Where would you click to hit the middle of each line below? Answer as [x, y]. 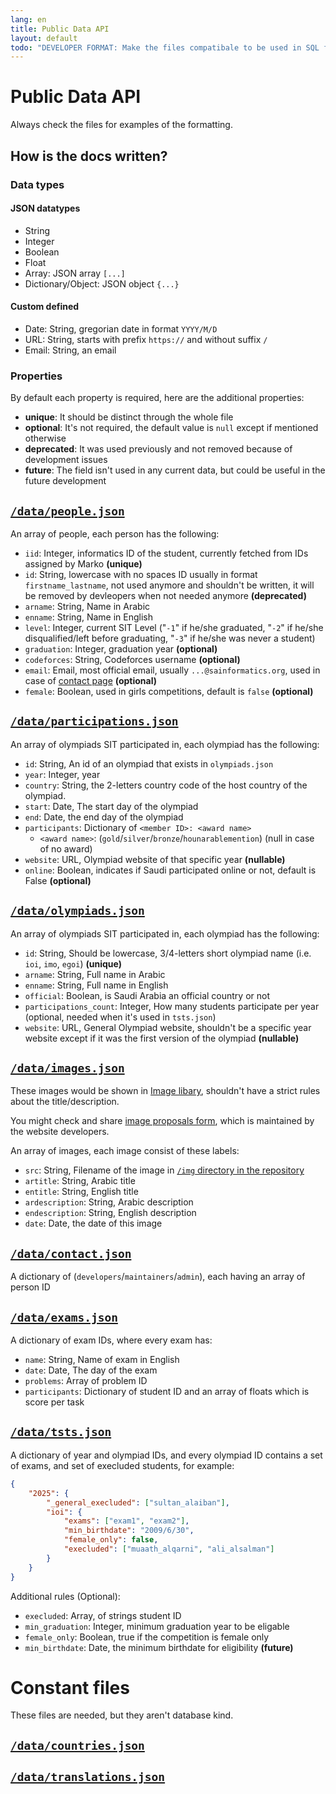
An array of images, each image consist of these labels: [125, 1151]
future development [65, 481]
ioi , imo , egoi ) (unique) [73, 963]
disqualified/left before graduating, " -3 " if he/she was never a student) [170, 638]
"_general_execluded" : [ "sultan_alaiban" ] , [138, 1502]
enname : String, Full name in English [96, 985]
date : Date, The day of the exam [91, 1370]
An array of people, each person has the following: [115, 534]
